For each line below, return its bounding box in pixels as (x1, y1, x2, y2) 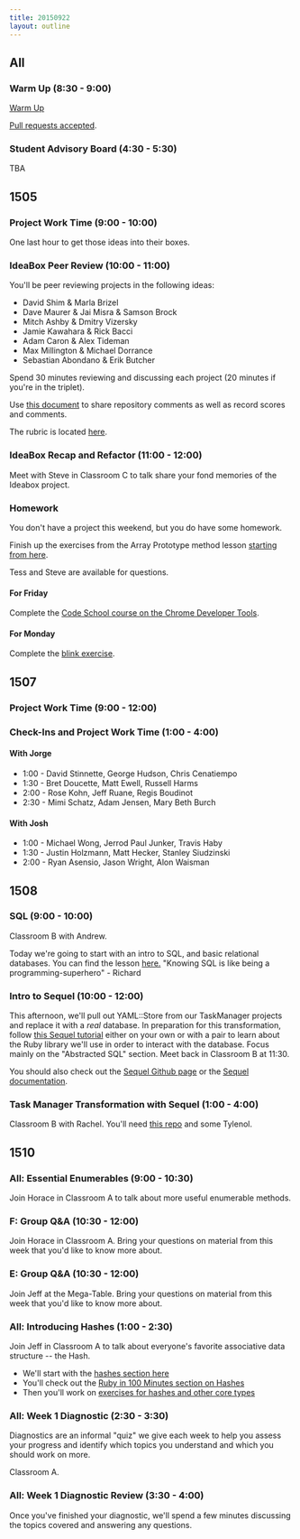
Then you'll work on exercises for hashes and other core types (22, 1386, 255, 1397)
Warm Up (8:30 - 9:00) (9, 82, 112, 95)
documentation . (9, 1076, 68, 1087)
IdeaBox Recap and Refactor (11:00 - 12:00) (9, 449, 203, 461)
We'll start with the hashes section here (22, 1367, 169, 1378)
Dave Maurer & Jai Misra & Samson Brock (22, 307, 177, 318)
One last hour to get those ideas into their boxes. (9, 236, 191, 248)
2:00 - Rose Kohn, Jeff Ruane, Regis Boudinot (22, 787, 194, 798)
